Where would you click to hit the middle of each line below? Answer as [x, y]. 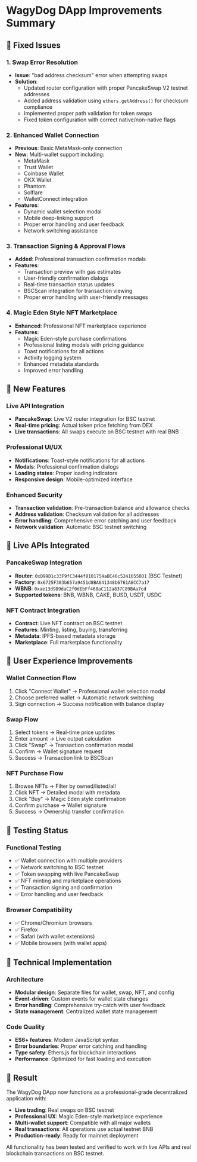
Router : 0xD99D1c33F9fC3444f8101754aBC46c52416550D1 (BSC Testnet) [98, 576]
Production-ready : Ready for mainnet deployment [76, 1136]
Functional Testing [34, 848]
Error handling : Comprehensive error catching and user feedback [96, 521]
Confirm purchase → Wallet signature [61, 805]
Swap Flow [22, 719]
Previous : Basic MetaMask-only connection [68, 148]
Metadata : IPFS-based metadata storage [65, 636]
